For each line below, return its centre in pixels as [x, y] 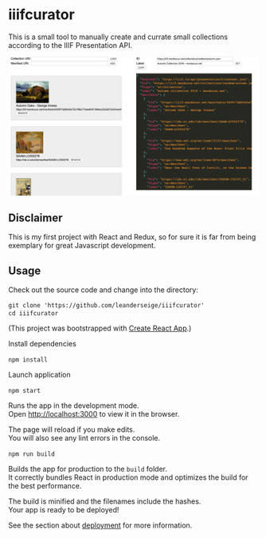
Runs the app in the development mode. [74, 405]
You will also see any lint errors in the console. [84, 438]
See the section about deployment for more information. [100, 525]
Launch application [39, 375]
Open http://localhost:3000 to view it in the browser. [94, 414]
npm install [28, 360]
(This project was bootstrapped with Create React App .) [100, 328]
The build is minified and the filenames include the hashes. [105, 501]
